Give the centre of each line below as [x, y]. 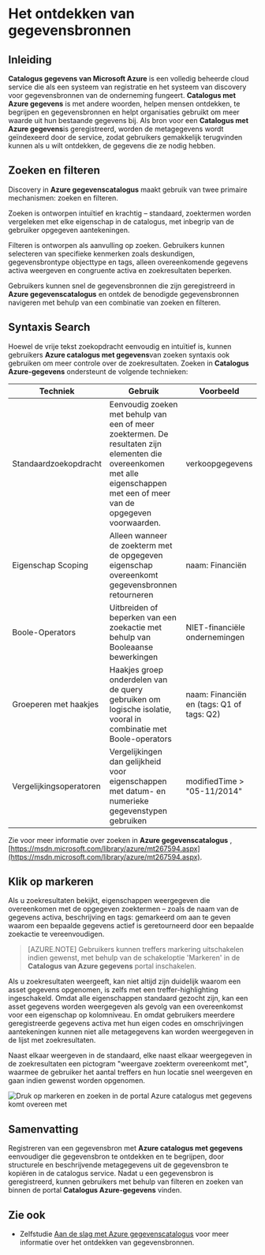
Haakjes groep [136, 669]
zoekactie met [136, 627]
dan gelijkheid [135, 761]
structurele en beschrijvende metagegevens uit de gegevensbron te [118, 1165]
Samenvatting [43, 1129]
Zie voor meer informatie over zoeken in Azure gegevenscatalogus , [120, 840]
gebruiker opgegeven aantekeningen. [69, 230]
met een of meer [140, 493]
